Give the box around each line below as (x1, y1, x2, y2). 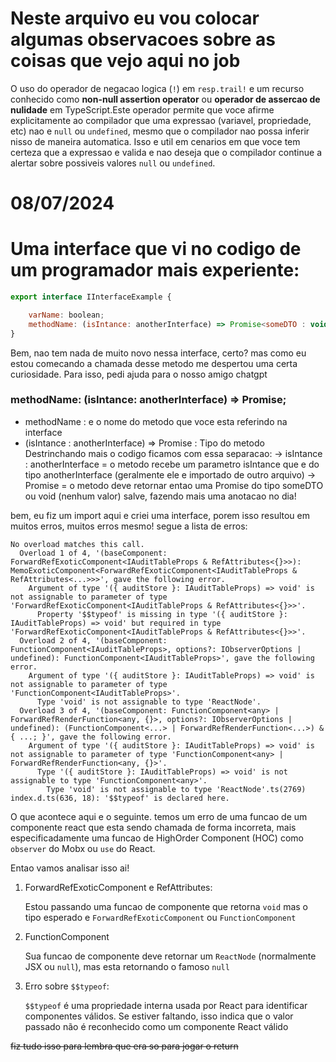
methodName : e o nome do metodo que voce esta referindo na (24, 415, 288, 427)
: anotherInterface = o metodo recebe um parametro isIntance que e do (24, 458, 320, 470)
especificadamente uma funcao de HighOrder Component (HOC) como (10, 832, 304, 844)
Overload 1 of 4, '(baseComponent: (19, 548, 168, 558)
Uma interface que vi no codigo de (10, 238, 302, 261)
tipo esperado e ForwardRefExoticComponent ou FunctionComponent (24, 911, 297, 923)
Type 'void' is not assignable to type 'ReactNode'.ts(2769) (46, 784, 307, 794)
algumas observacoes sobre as (10, 28, 276, 51)
